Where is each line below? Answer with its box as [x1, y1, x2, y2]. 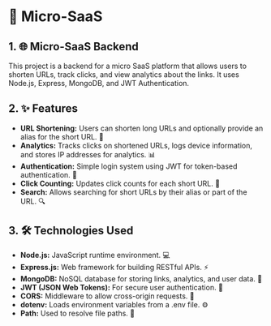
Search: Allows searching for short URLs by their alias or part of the [19, 187, 247, 197]
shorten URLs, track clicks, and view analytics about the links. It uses [8, 70, 239, 79]
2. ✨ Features [8, 101, 79, 116]
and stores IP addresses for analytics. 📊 [19, 149, 156, 159]
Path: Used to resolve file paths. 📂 [19, 308, 135, 318]
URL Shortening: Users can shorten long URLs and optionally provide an [19, 123, 264, 133]
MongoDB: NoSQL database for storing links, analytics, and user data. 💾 [19, 273, 262, 283]
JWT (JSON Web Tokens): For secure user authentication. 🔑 [19, 282, 223, 292]
